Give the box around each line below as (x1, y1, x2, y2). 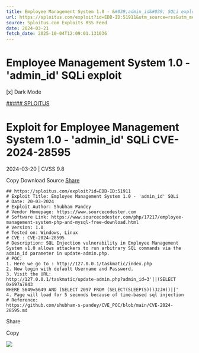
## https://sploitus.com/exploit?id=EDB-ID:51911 (6, 188, 131, 194)
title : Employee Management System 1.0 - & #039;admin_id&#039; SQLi (6, 8, 179, 15)
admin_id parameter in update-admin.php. (6, 251, 110, 256)
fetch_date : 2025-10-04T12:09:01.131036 (6, 31, 108, 37)
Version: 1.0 (11, 224, 44, 230)
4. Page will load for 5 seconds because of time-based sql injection (6, 292, 184, 298)
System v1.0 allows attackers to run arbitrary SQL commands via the (6, 245, 182, 251)
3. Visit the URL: (6, 271, 52, 277)
